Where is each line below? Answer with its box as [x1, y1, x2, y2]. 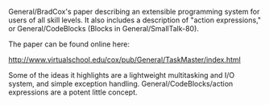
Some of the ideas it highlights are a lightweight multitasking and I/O [8, 71, 235, 79]
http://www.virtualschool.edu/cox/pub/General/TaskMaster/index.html [8, 55, 242, 64]
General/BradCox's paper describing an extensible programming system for [8, 7, 260, 16]
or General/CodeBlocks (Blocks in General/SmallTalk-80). [8, 24, 200, 33]
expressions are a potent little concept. [8, 87, 139, 97]
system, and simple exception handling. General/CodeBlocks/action [8, 79, 234, 88]
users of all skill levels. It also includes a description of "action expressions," [8, 15, 262, 25]
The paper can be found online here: [8, 39, 130, 49]
